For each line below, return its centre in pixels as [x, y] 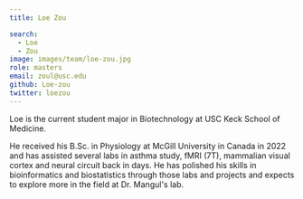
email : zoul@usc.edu [48, 76]
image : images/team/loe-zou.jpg [70, 60]
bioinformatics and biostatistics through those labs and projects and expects [152, 175]
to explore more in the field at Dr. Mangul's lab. [97, 184]
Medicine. [28, 128]
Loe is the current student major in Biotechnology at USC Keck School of [145, 118]
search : [24, 34]
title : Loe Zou [38, 18]
